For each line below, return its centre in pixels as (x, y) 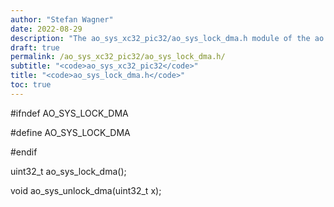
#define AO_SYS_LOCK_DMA (70, 132)
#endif (24, 152)
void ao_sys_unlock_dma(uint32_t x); (86, 190)
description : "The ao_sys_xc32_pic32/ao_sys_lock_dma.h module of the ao (167, 38)
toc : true (31, 85)
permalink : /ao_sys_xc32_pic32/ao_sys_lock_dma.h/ (118, 57)
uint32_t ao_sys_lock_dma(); (68, 171)
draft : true (35, 47)
